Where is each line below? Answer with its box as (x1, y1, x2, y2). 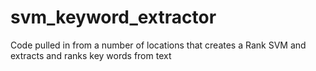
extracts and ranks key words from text (10, 49, 172, 61)
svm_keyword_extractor (10, 6, 217, 29)
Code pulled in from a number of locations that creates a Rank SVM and (10, 39, 307, 51)
